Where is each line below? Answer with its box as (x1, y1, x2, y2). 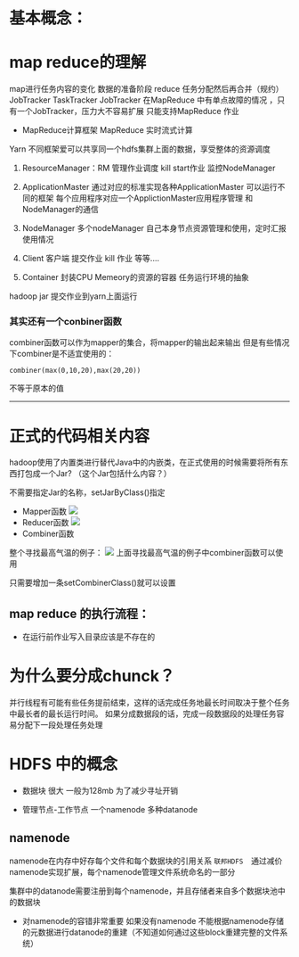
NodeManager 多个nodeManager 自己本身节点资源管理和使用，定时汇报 (21, 223, 287, 234)
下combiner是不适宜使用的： (9, 349, 115, 359)
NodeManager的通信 (21, 204, 100, 215)
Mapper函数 (21, 506, 67, 517)
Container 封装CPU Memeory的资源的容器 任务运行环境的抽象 (21, 272, 249, 283)
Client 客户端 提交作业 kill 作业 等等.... (21, 253, 160, 264)
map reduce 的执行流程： (9, 606, 150, 621)
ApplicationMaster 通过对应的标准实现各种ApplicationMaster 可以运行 (21, 182, 278, 193)
